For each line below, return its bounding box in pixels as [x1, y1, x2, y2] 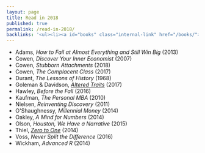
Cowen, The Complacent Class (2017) [15, 68, 111, 75]
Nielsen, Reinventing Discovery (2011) [15, 100, 110, 108]
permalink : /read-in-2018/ [6, 26, 75, 32]
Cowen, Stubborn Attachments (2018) [15, 62, 111, 69]
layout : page [6, 9, 40, 15]
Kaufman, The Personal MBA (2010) [15, 94, 106, 102]
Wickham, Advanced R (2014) [15, 140, 90, 147]
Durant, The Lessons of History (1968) [15, 75, 112, 82]
